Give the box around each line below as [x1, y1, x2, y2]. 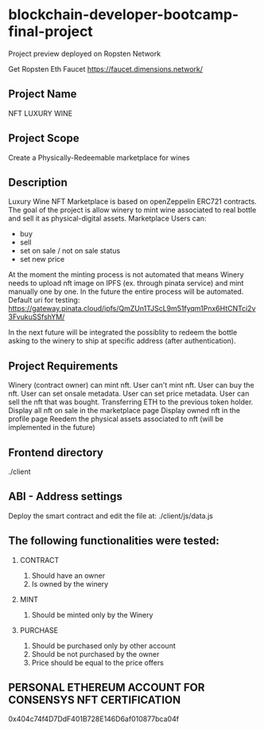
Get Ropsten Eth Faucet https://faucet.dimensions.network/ [8, 64, 204, 73]
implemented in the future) [8, 423, 95, 432]
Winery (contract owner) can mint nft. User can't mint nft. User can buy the [8, 381, 254, 390]
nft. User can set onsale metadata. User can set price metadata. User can [8, 388, 250, 399]
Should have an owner [31, 571, 106, 580]
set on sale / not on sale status [19, 246, 121, 256]
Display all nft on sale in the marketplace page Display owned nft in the [8, 406, 241, 416]
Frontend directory [8, 446, 103, 459]
